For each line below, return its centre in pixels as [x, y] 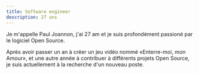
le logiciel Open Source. [36, 40]
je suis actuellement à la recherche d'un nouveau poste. [75, 64]
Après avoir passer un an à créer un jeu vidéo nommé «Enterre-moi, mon [96, 52]
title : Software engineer [38, 12]
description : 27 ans [32, 17]
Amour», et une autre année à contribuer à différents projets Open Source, [98, 58]
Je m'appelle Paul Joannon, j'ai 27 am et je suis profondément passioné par [99, 34]
